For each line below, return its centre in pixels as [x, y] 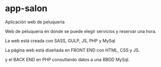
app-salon [26, 8]
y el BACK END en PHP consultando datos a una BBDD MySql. [67, 59]
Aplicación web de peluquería [35, 22]
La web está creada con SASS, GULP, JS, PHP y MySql [60, 41]
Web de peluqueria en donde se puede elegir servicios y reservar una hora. [81, 31]
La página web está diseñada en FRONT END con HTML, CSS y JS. [72, 50]
